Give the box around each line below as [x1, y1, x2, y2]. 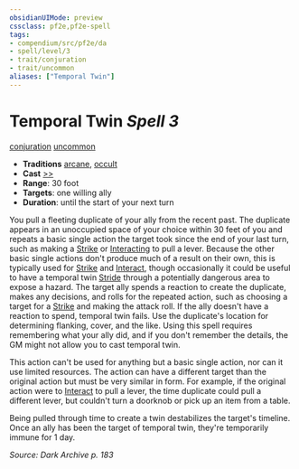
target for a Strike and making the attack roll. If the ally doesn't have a [9, 300, 269, 312]
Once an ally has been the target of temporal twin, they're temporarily [9, 422, 269, 433]
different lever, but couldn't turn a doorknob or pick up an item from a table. [9, 395, 291, 406]
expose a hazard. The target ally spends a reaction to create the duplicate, [9, 281, 286, 292]
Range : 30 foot [22, 177, 79, 188]
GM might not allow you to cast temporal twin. [9, 339, 181, 350]
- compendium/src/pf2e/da [9, 38, 107, 48]
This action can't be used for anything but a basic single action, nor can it [9, 356, 283, 367]
